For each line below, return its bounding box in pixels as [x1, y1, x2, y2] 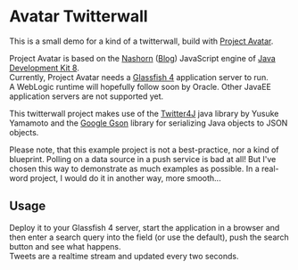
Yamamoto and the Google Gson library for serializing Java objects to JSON [9, 118, 288, 128]
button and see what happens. [9, 241, 122, 251]
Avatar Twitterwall [9, 6, 149, 27]
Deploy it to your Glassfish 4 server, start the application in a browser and [9, 222, 280, 233]
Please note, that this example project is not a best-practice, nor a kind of [9, 144, 279, 155]
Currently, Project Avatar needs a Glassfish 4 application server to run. [9, 71, 269, 82]
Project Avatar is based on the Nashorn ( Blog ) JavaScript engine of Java [9, 53, 277, 63]
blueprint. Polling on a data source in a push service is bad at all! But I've [9, 153, 277, 164]
